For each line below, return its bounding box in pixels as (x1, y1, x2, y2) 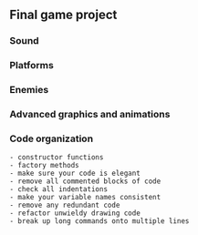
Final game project (9, 7, 118, 23)
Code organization (9, 132, 94, 145)
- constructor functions (9, 153, 104, 162)
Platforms (9, 59, 55, 72)
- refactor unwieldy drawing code (9, 209, 141, 218)
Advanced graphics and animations (9, 108, 171, 121)
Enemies (9, 84, 49, 97)
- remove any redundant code (9, 200, 120, 210)
